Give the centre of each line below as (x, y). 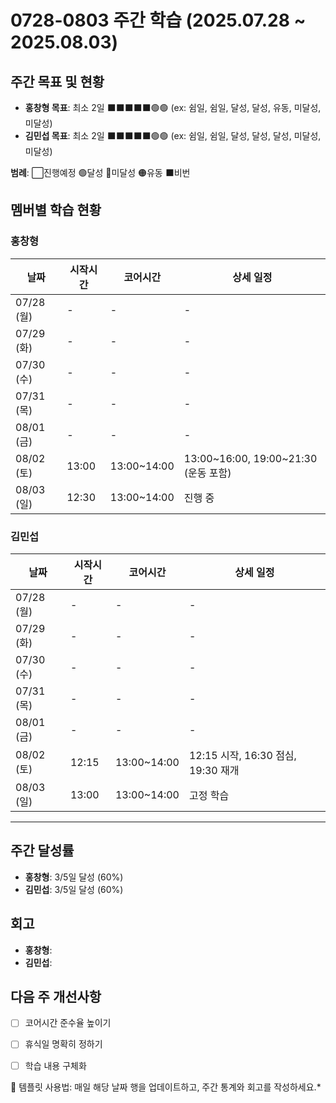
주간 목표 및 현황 (57, 81)
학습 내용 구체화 (55, 1065)
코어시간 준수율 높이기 (68, 1023)
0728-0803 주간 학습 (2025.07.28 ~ (158, 20)
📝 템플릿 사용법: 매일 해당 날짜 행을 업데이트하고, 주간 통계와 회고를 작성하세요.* (166, 1087)
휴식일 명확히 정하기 (63, 1044)
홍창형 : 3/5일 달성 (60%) (74, 877)
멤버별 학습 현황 (56, 210)
